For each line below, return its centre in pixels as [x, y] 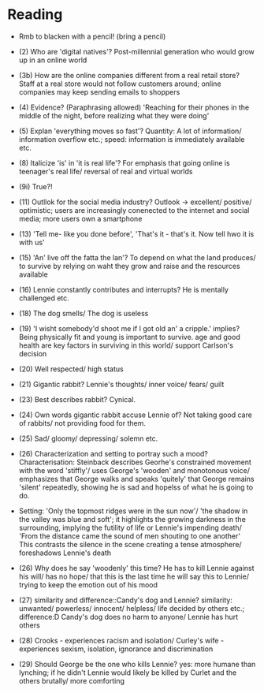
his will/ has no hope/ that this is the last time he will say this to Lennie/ [134, 576]
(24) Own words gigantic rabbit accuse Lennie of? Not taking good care [136, 415]
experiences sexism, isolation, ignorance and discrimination [116, 649]
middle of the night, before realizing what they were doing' [114, 115]
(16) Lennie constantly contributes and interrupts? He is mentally [124, 289]
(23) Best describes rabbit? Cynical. [77, 399]
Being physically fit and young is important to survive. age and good [130, 337]
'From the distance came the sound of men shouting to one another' [130, 536]
